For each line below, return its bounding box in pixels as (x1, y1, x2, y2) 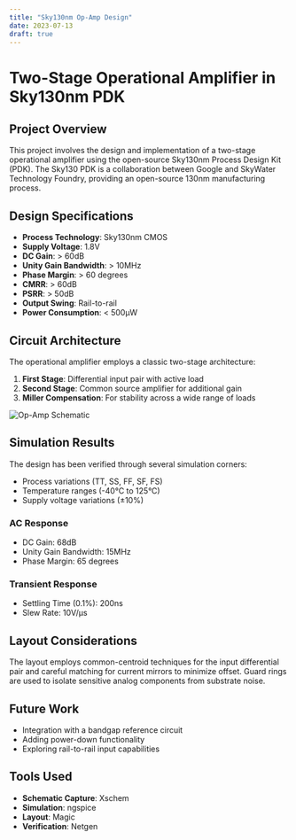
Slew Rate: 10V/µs (21, 608, 88, 618)
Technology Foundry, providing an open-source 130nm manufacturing (9, 174, 266, 184)
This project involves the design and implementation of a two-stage (9, 145, 256, 156)
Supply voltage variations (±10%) (21, 494, 144, 505)
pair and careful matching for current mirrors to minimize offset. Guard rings (9, 666, 287, 677)
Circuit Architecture (9, 333, 121, 348)
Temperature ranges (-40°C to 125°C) (21, 485, 161, 496)
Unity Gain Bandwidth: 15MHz (21, 547, 131, 557)
